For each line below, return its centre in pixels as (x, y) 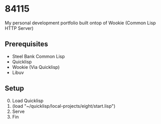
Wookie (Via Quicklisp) (36, 67)
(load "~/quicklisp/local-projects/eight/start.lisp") (63, 106)
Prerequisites (26, 44)
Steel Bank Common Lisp (38, 56)
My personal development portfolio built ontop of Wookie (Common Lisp (80, 23)
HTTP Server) (19, 28)
